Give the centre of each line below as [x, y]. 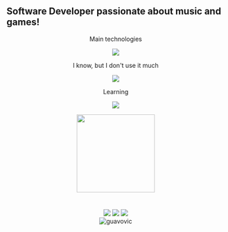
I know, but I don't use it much [116, 65]
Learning [116, 91]
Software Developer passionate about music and [114, 11]
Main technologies [116, 39]
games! [23, 23]
